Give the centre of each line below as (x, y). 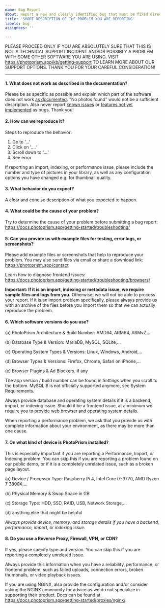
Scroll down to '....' (31, 152)
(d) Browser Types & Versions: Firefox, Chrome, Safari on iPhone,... (73, 361)
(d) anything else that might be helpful (44, 512)
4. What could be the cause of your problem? (52, 211)
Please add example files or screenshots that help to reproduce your (74, 255)
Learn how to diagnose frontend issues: (45, 275)
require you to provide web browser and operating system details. (72, 411)
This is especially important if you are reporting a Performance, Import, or (80, 453)
